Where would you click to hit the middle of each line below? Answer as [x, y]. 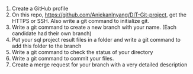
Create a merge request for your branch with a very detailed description [99, 65]
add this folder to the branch [46, 46]
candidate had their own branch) [52, 33]
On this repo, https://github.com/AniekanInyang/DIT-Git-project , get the [99, 15]
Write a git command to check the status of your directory [82, 52]
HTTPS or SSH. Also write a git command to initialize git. [81, 21]
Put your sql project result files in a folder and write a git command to [96, 40]
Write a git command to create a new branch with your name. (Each [94, 27]
